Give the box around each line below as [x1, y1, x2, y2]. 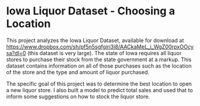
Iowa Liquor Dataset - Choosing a [6, 4, 175, 18]
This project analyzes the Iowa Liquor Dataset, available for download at [6, 37, 184, 44]
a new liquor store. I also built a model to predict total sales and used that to [6, 86, 193, 93]
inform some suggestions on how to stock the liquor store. [6, 93, 150, 100]
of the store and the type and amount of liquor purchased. [6, 68, 150, 75]
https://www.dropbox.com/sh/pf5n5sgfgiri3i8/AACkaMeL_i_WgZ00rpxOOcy [6, 43, 194, 50]
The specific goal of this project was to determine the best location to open [6, 80, 192, 87]
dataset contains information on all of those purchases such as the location [6, 62, 192, 69]
